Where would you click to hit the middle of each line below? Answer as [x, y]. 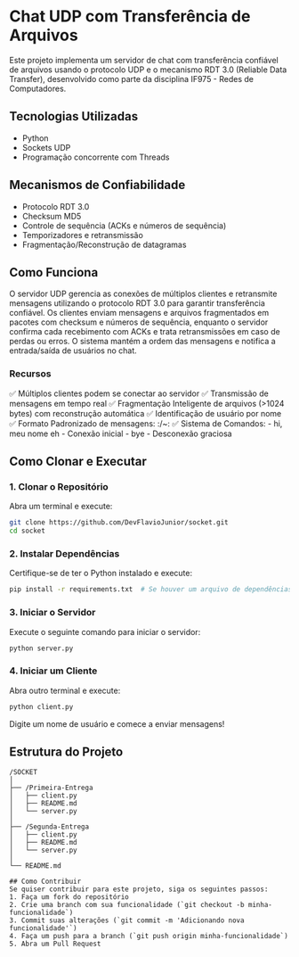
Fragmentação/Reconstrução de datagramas [104, 244]
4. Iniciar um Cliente [53, 671]
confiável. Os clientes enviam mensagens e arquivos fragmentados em [139, 313]
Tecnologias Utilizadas [74, 116]
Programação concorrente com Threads [96, 157]
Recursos [30, 374]
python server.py [41, 648]
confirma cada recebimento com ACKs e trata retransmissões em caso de [145, 332]
